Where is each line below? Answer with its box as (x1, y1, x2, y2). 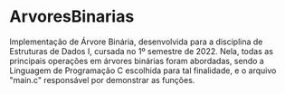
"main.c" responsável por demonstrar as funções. (9, 74, 195, 85)
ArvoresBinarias (9, 6, 135, 27)
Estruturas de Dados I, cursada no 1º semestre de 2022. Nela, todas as (9, 45, 274, 56)
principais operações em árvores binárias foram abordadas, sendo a (9, 55, 264, 66)
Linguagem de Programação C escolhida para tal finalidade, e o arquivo (9, 65, 277, 76)
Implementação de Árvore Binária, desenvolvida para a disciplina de (9, 36, 263, 47)
